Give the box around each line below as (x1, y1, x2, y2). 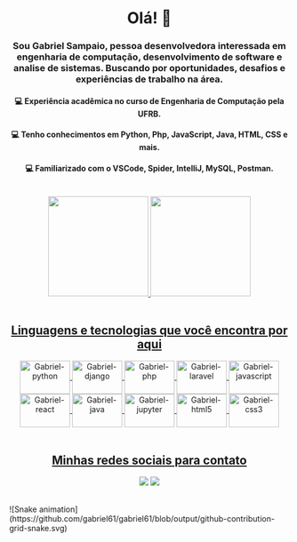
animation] (38, 504, 78, 514)
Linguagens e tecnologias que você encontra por (11, 323, 288, 338)
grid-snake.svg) (9, 523, 68, 534)
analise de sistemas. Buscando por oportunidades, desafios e (12, 62, 286, 75)
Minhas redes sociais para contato (52, 452, 247, 467)
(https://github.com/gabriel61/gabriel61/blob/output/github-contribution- (9, 514, 276, 524)
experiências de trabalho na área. (75, 73, 224, 85)
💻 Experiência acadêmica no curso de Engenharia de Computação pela (14, 95, 285, 106)
